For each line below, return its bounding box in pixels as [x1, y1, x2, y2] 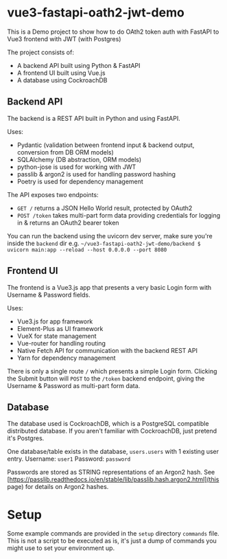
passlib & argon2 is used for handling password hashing [16, 170, 176, 178]
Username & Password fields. [7, 290, 91, 299]
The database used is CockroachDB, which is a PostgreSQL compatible [7, 420, 209, 428]
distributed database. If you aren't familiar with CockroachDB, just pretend [7, 427, 217, 435]
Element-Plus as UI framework [16, 324, 104, 332]
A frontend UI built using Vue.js [16, 69, 106, 77]
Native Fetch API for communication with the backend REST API [16, 346, 198, 354]
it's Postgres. [7, 434, 45, 442]
